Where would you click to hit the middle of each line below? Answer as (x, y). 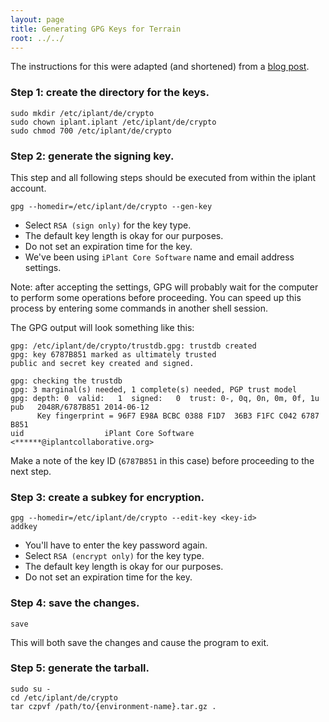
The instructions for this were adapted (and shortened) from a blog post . (160, 67)
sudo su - (31, 689)
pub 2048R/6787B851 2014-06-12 (80, 407)
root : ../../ (37, 38)
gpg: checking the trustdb (66, 381)
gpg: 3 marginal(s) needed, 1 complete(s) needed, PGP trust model (154, 389)
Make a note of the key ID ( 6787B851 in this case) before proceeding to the (162, 460)
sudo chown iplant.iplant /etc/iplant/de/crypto (113, 122)
